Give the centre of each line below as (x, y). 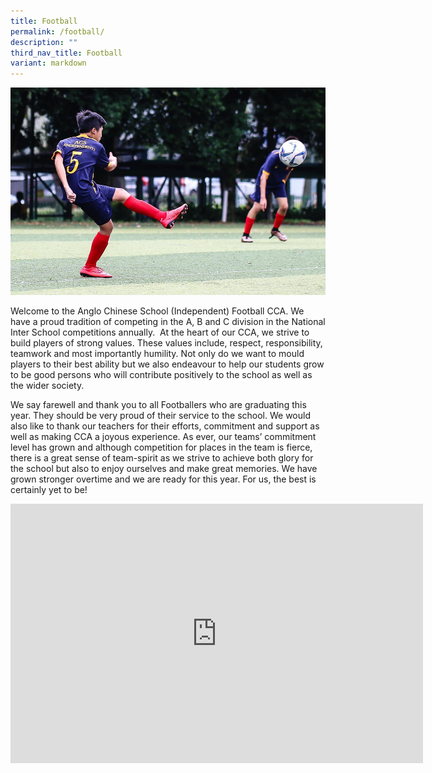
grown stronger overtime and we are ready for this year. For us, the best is (163, 479)
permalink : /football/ (57, 31)
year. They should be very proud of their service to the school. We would (160, 416)
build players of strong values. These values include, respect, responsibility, (166, 343)
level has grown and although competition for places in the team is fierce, (161, 447)
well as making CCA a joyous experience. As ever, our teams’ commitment (163, 437)
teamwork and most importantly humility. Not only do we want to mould (157, 354)
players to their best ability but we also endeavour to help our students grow (167, 364)
